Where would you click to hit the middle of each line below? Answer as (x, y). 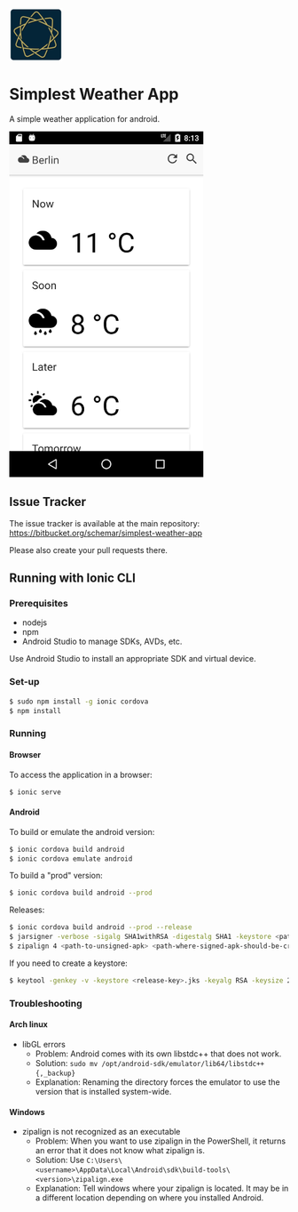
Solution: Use (60, 1160)
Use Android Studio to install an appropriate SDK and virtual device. (133, 659)
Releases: (27, 910)
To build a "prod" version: (56, 876)
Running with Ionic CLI (72, 578)
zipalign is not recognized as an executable (101, 1132)
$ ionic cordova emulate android (71, 859)
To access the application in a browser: (81, 775)
